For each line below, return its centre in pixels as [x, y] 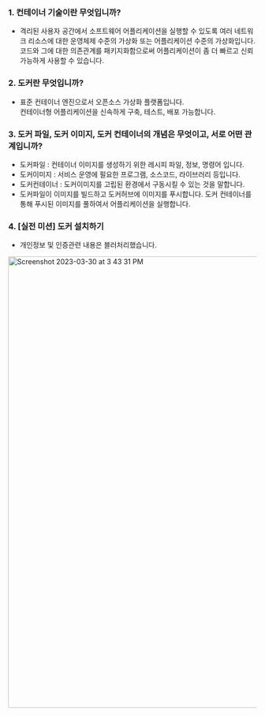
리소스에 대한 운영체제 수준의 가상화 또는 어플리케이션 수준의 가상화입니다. [142, 41]
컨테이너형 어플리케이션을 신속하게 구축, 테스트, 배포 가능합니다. [118, 111]
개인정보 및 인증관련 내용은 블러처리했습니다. [88, 245]
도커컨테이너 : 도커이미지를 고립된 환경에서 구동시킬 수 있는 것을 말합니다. [132, 184]
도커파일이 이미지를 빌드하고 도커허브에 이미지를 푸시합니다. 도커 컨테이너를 [136, 194]
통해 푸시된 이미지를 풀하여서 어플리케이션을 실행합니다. [105, 203]
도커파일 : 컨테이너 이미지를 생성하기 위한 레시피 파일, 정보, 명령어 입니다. [132, 164]
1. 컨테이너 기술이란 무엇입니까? [65, 12]
